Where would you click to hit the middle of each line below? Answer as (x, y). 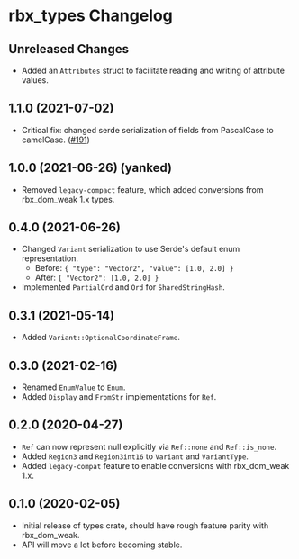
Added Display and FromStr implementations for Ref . (119, 397)
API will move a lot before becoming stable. (102, 545)
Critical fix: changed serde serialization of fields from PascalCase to (147, 130)
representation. (50, 258)
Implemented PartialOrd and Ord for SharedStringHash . (123, 287)
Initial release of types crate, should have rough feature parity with (145, 525)
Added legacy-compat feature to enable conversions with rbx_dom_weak (155, 465)
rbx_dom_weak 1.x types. (68, 199)
